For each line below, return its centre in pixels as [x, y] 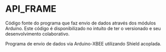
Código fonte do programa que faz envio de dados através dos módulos [81, 23]
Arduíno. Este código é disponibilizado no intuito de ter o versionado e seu [83, 28]
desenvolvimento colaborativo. [38, 34]
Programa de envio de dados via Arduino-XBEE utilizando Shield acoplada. [83, 43]
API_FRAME [31, 9]
